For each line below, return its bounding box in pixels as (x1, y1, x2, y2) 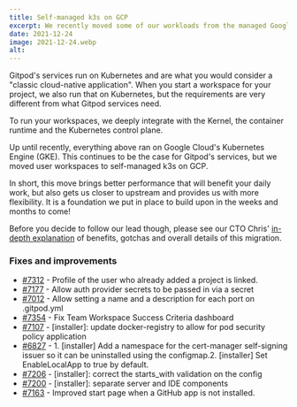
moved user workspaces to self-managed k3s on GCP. (9, 161, 209, 172)
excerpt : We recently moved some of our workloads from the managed (9, 21, 267, 30)
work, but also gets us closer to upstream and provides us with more (9, 188, 259, 198)
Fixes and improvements (9, 255, 118, 267)
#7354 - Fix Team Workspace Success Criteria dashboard (21, 312, 234, 323)
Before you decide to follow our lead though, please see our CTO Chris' (9, 223, 270, 234)
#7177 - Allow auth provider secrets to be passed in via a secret (21, 284, 255, 295)
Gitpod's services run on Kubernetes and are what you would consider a (9, 70, 273, 81)
